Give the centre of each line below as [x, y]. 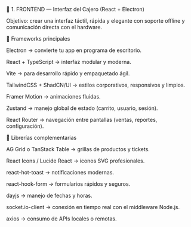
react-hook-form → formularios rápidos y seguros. [68, 184]
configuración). [25, 126]
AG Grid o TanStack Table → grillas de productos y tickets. [78, 149]
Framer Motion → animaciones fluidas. [53, 96]
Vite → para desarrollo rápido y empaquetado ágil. [68, 73]
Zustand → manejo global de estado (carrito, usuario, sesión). [82, 108]
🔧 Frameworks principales [38, 39]
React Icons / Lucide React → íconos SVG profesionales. [76, 161]
